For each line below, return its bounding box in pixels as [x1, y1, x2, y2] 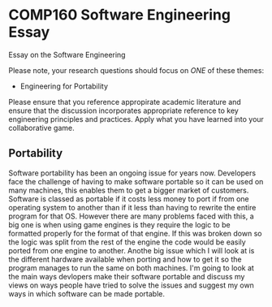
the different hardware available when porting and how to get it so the [8, 254, 242, 264]
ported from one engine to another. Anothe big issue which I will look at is [8, 245, 255, 255]
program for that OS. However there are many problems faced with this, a [8, 211, 254, 221]
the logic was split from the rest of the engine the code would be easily [8, 237, 246, 247]
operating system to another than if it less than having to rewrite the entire [8, 202, 257, 212]
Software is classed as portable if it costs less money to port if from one [8, 193, 249, 204]
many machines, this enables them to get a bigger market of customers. [8, 185, 249, 195]
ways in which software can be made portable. [8, 288, 165, 298]
